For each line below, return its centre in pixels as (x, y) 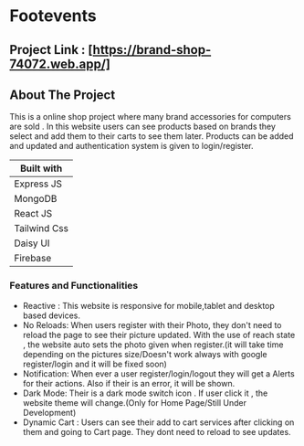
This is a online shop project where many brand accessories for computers (151, 117)
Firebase (33, 259)
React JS (33, 214)
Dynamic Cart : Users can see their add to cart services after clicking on (158, 422)
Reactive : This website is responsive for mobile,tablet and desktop (149, 305)
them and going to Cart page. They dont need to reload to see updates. (157, 431)
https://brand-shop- (152, 50)
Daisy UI (32, 243)
